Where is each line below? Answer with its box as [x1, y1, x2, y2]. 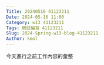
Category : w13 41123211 [6, 19, 65, 25]
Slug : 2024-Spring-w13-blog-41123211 [6, 30, 99, 36]
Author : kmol [6, 36, 38, 42]
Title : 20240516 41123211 [6, 8, 69, 15]
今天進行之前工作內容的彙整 [6, 53, 73, 59]
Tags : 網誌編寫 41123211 [6, 25, 63, 31]
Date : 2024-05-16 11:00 [6, 14, 65, 20]
